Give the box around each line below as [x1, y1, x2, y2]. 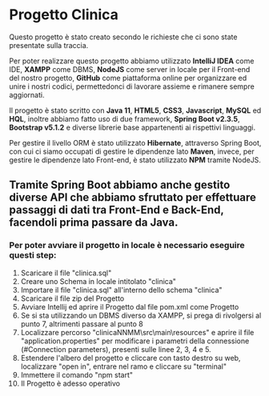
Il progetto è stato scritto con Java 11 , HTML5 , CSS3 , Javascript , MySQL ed [9, 106, 262, 115]
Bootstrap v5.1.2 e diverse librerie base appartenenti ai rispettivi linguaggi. [9, 122, 255, 132]
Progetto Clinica [9, 6, 119, 24]
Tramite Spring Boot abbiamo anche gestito [9, 178, 231, 192]
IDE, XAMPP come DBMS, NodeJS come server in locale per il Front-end [9, 64, 251, 74]
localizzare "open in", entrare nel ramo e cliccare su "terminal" [20, 362, 227, 371]
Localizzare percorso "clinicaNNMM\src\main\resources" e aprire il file [20, 327, 255, 337]
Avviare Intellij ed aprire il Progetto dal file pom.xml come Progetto [20, 302, 239, 311]
